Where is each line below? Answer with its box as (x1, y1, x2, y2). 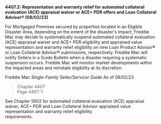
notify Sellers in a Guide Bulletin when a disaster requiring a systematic (5, 55, 147, 60)
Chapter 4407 (16, 84, 45, 89)
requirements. (5, 114, 33, 119)
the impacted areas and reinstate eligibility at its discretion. (5, 65, 123, 71)
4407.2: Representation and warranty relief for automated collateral (5, 4, 145, 10)
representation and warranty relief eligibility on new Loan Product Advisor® (5, 45, 156, 50)
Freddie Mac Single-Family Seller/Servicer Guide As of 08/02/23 (5, 75, 134, 80)
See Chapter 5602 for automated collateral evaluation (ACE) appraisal (5, 98, 145, 104)
